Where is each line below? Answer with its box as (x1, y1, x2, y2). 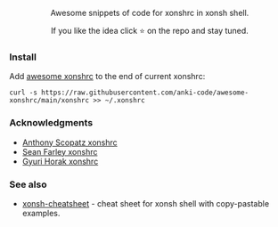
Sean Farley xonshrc (21, 146, 98, 157)
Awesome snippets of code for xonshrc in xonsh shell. (50, 8, 249, 18)
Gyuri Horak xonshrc (21, 156, 99, 166)
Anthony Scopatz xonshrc (21, 137, 118, 148)
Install (9, 51, 37, 63)
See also (9, 178, 47, 191)
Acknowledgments (9, 117, 94, 129)
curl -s (9, 88, 38, 97)
